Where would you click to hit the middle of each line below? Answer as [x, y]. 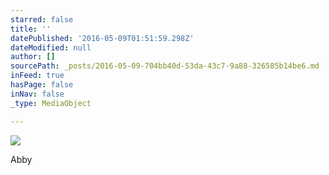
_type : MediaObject [51, 103]
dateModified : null [51, 47]
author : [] [33, 57]
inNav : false [37, 94]
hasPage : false [42, 85]
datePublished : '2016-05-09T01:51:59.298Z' [102, 38]
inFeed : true [37, 76]
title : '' [31, 29]
